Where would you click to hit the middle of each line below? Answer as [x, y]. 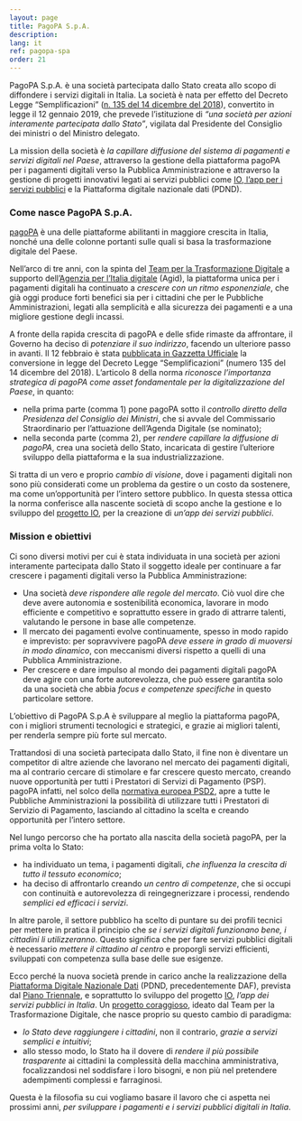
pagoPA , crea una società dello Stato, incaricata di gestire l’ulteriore [148, 448]
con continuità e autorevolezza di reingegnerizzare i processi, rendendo [156, 893]
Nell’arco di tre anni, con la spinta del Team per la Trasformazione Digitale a [150, 269]
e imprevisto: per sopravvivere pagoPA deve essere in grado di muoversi [157, 641]
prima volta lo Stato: [46, 847]
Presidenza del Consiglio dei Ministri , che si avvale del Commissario [149, 419]
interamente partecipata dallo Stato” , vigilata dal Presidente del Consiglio [146, 124]
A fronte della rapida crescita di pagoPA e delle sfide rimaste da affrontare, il [151, 334]
